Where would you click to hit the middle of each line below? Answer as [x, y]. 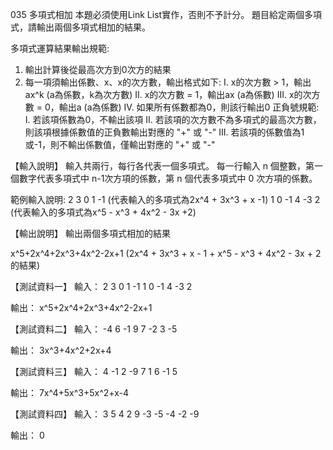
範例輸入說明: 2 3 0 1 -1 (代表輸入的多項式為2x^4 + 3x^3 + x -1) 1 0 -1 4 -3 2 [165, 199]
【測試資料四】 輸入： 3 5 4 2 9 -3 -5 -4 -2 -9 [105, 414]
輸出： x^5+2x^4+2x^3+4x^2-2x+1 [81, 307]
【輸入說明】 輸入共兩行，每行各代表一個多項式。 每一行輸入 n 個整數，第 [162, 166]
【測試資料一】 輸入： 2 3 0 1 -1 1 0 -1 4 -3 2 [101, 286]
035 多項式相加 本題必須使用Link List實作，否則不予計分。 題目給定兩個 [157, 14]
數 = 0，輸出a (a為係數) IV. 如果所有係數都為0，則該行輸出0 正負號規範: [172, 107]
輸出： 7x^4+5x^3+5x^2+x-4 [70, 392]
